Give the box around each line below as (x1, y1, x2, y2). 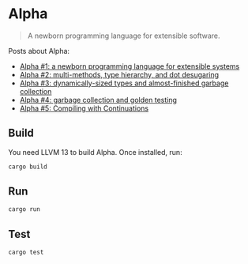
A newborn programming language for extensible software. (27, 31, 220, 40)
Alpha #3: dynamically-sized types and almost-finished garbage (19, 78, 229, 88)
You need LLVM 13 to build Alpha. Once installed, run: (8, 147, 183, 157)
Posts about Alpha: (8, 46, 70, 55)
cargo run (8, 206, 41, 213)
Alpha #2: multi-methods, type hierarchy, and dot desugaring (19, 70, 220, 79)
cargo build (8, 163, 47, 171)
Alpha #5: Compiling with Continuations (19, 104, 149, 113)
